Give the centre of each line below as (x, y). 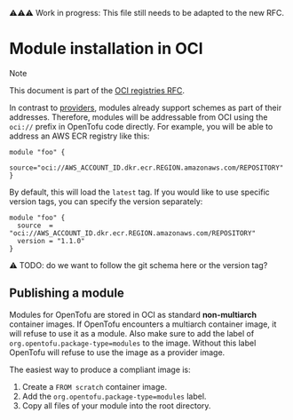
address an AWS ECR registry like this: (79, 136)
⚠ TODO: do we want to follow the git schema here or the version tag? (139, 265)
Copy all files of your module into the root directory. (116, 405)
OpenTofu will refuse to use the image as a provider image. (117, 352)
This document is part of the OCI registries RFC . (97, 90)
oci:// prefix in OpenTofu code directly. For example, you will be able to (141, 126)
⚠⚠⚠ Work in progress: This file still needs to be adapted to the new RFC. (147, 13)
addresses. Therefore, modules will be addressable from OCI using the (139, 117)
